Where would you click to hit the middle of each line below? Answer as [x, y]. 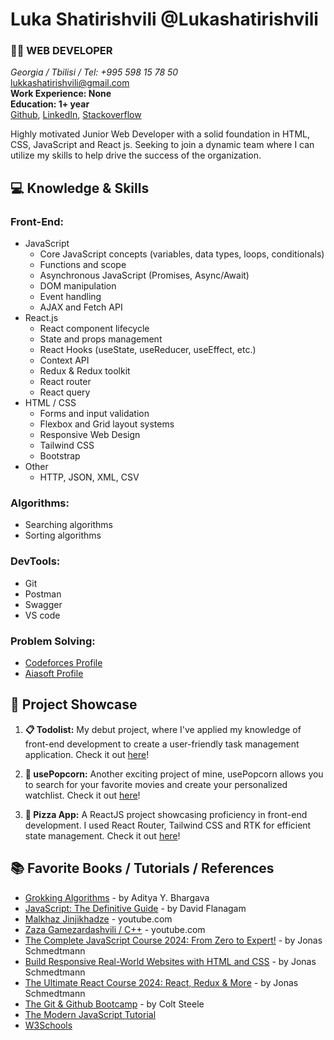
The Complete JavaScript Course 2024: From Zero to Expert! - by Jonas [173, 940]
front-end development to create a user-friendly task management [162, 744]
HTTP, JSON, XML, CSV [89, 477]
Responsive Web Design [90, 435]
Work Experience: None [61, 94]
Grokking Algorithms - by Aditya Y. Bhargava [117, 897]
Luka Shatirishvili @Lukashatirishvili [164, 19]
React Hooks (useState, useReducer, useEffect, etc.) [148, 350]
